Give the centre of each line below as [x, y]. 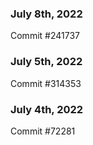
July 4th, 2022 [47, 109]
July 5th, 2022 [46, 62]
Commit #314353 [46, 83]
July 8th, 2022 [46, 14]
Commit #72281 [43, 131]
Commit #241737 [45, 36]
